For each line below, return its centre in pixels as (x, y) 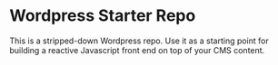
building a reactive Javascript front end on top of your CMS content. (137, 50)
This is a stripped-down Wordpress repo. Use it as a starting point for (139, 41)
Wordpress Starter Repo (103, 16)
